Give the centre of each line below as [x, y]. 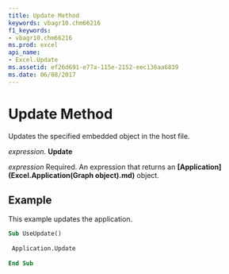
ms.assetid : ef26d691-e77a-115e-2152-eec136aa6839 [94, 68]
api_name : [25, 52]
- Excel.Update [33, 60]
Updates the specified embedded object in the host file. [99, 136]
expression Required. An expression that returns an [92, 167]
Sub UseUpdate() [35, 234]
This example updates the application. [71, 219]
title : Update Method [44, 15]
